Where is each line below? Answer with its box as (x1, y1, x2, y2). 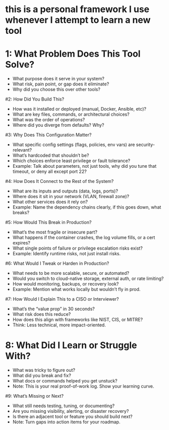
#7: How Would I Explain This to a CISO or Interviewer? (5, 296, 119, 302)
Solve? (5, 59, 35, 70)
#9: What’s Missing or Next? (5, 393, 64, 399)
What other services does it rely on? (12, 199, 88, 205)
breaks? (12, 210, 29, 216)
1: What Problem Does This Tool (5, 48, 141, 60)
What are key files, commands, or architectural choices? (12, 111, 130, 117)
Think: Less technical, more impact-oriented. (12, 322, 106, 328)
